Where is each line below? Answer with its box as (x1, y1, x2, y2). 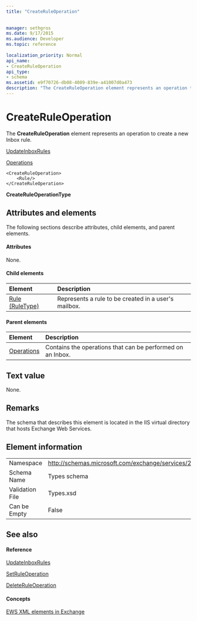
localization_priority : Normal (6, 52, 83, 58)
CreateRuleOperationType (6, 191, 72, 198)
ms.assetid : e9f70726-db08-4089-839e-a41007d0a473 (6, 80, 133, 86)
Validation (9, 485, 36, 493)
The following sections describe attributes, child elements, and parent (6, 223, 175, 231)
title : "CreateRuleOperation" (6, 8, 80, 15)
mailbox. (57, 302, 81, 310)
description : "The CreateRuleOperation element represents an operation (6, 85, 188, 91)
